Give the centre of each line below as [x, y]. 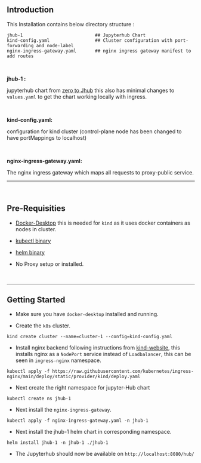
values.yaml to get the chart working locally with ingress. [77, 96]
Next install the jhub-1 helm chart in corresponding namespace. [93, 432]
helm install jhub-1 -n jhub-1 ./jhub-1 [58, 443]
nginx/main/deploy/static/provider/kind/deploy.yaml [74, 377]
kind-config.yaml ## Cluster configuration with [89, 40]
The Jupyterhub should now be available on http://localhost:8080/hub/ [105, 454]
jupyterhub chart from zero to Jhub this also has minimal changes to [91, 90]
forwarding [20, 45]
